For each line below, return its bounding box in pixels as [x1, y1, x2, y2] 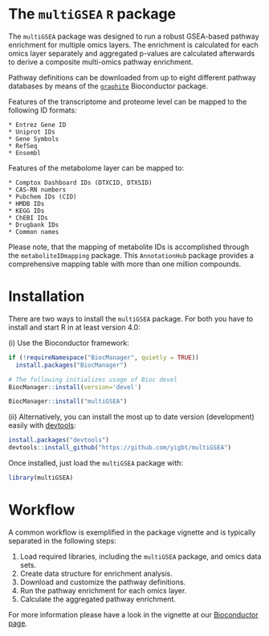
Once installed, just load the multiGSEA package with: [8, 458, 183, 467]
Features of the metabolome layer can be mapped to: [8, 162, 185, 173]
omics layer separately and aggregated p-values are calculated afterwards [8, 48, 255, 58]
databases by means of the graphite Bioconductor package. [8, 81, 209, 91]
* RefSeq [8, 142, 38, 150]
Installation [8, 287, 85, 306]
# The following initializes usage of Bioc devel [8, 375, 178, 384]
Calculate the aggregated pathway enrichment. [19, 594, 177, 604]
